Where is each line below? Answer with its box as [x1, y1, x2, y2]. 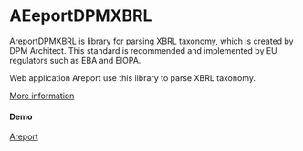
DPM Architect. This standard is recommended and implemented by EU [9, 45, 278, 55]
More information [9, 90, 75, 101]
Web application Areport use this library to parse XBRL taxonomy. [9, 72, 256, 83]
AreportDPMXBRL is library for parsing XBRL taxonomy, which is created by [9, 35, 294, 46]
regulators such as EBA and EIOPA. [9, 55, 141, 65]
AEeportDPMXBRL [9, 5, 152, 26]
